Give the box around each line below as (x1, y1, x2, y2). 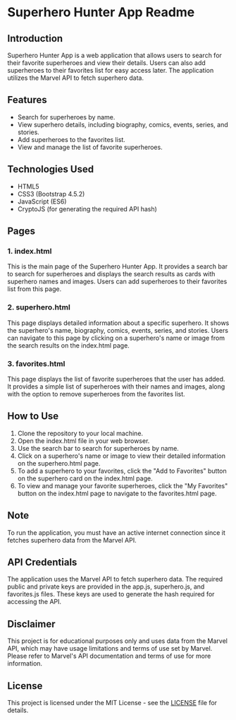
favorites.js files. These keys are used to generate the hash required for (7, 590, 215, 598)
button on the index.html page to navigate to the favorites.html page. (17, 489, 217, 497)
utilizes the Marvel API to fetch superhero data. (7, 73, 144, 82)
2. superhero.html (7, 302, 70, 312)
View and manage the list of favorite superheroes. (17, 143, 163, 151)
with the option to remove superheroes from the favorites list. (7, 389, 185, 398)
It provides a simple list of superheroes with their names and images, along (7, 382, 225, 391)
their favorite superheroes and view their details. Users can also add (7, 59, 206, 67)
